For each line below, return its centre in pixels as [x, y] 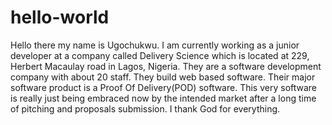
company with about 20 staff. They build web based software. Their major [163, 77]
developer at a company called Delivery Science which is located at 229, [160, 55]
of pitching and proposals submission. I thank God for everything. [145, 108]
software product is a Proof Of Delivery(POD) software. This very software [164, 87]
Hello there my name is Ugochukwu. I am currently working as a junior [155, 45]
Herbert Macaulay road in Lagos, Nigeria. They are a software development [166, 66]
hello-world [60, 17]
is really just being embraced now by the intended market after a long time [163, 98]
